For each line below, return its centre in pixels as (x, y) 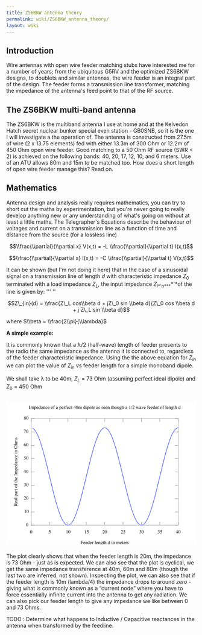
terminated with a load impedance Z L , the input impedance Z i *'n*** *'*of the (99, 285)
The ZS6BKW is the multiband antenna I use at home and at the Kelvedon (97, 124)
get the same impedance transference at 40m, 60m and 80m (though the (97, 569)
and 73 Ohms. (24, 608)
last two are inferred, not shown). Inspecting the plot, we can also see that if (101, 575)
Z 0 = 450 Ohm (24, 387)
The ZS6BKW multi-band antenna (71, 109)
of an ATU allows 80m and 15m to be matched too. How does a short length (100, 163)
